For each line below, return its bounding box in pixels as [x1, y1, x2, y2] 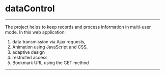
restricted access [12, 54, 48, 60]
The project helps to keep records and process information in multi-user [5, 24, 151, 30]
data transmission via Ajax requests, [12, 38, 86, 44]
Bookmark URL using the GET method [12, 60, 89, 66]
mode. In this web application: [5, 29, 66, 35]
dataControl [5, 3, 55, 14]
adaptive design [12, 49, 45, 55]
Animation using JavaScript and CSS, [12, 44, 88, 50]
